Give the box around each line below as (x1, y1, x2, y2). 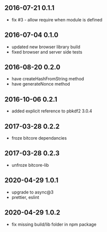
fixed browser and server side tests (11, 49, 83, 55)
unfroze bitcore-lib (11, 162, 49, 168)
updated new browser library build (11, 44, 80, 50)
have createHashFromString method (11, 76, 84, 82)
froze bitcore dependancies (11, 135, 67, 141)
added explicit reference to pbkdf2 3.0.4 (11, 108, 92, 114)
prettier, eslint (11, 194, 39, 200)
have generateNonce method (11, 81, 70, 87)
